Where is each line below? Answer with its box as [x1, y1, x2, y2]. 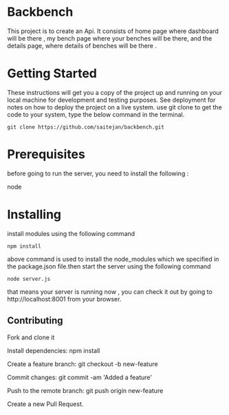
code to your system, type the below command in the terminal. [7, 110, 185, 118]
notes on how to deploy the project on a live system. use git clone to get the [7, 103, 222, 111]
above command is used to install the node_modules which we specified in [7, 255, 219, 263]
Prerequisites [7, 147, 86, 162]
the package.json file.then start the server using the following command [7, 262, 211, 270]
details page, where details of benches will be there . [7, 41, 157, 50]
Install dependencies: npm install [7, 346, 100, 354]
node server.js [7, 275, 51, 282]
